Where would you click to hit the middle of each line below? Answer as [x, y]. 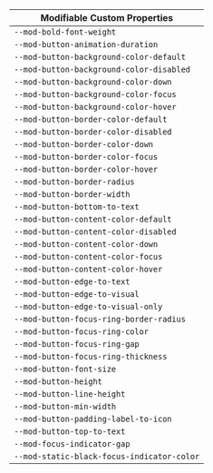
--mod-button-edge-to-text [72, 282]
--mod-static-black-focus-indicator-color [107, 456]
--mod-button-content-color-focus [88, 256]
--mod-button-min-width [65, 406]
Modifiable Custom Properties [107, 18]
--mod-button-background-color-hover [95, 107]
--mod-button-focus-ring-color [82, 332]
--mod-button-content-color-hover [88, 269]
